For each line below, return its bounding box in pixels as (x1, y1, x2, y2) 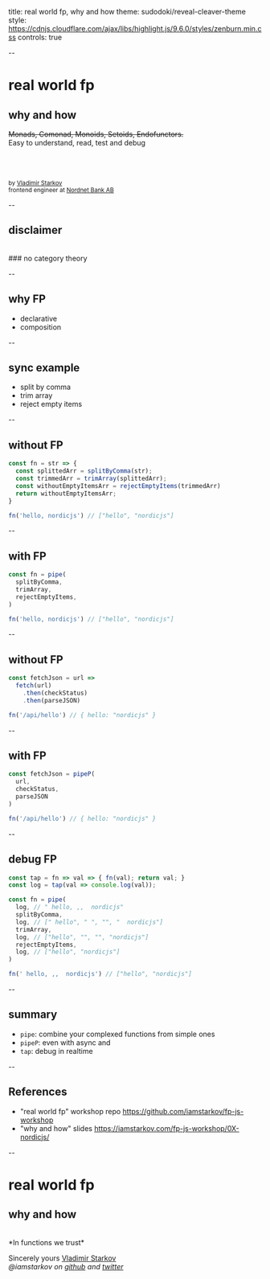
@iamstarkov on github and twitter (8, 1261, 124, 1271)
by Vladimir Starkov (8, 179, 63, 187)
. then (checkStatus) (22, 689, 88, 697)
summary (8, 1008, 58, 1022)
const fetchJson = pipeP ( (8, 770, 95, 778)
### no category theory (8, 253, 88, 263)
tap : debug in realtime (19, 1046, 94, 1056)
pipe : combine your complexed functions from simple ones (19, 1029, 215, 1039)
